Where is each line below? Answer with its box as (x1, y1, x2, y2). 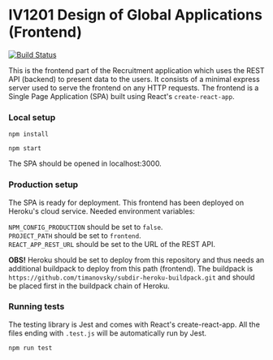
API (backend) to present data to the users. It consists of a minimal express (8, 74, 260, 84)
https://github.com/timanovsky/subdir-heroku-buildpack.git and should (8, 272, 255, 282)
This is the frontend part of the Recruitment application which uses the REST (8, 65, 265, 75)
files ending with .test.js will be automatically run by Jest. (8, 327, 207, 338)
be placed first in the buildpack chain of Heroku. (8, 280, 171, 290)
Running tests (8, 301, 65, 312)
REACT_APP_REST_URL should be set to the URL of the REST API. (8, 239, 215, 249)
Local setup (8, 111, 56, 123)
